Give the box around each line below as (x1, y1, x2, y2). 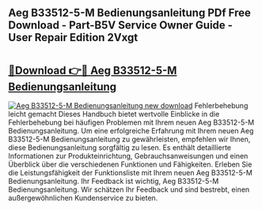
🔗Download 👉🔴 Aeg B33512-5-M (8, 63, 177, 77)
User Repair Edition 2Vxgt (8, 31, 139, 44)
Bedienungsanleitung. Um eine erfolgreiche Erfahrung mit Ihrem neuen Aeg (8, 126, 254, 135)
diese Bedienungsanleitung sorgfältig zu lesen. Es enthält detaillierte (8, 143, 232, 152)
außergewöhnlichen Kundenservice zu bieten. (8, 193, 158, 202)
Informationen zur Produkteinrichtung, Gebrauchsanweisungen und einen (8, 152, 249, 160)
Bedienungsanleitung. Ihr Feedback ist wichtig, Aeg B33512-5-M (8, 177, 219, 186)
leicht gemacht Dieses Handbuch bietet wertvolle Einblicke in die (8, 110, 220, 118)
